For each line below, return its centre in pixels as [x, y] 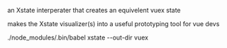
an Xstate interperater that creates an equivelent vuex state [94, 10]
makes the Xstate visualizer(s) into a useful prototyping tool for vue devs [113, 24]
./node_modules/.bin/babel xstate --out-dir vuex [78, 37]
